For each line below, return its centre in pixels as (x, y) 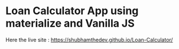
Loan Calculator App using (72, 11)
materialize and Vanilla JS (70, 23)
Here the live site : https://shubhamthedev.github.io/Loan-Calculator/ (89, 40)
